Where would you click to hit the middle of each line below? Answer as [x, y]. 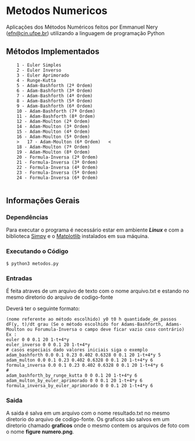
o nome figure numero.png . [40, 432]
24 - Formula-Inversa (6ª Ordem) [57, 178]
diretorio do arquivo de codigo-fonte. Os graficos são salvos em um [88, 419]
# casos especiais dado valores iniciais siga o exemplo [77, 350]
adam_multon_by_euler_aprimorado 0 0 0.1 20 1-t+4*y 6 [74, 381]
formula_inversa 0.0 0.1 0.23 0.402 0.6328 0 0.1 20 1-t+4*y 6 [85, 366]
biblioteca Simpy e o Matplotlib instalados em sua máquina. [78, 236]
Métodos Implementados [53, 52]
